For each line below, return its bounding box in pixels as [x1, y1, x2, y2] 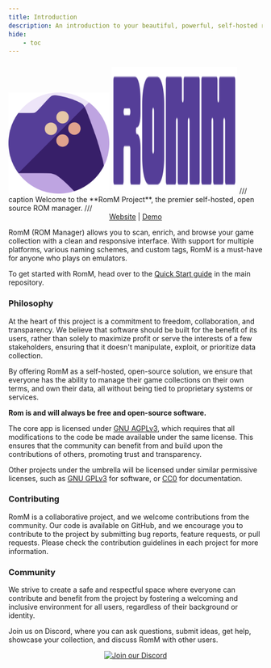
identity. [8, 611, 35, 620]
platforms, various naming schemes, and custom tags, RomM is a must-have [8, 245, 263, 255]
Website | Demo [108, 212, 163, 222]
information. [8, 546, 49, 556]
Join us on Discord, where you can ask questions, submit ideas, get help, [8, 627, 252, 636]
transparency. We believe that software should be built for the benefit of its [8, 324, 258, 335]
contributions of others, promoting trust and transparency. [8, 449, 202, 459]
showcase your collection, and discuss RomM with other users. [8, 635, 219, 645]
